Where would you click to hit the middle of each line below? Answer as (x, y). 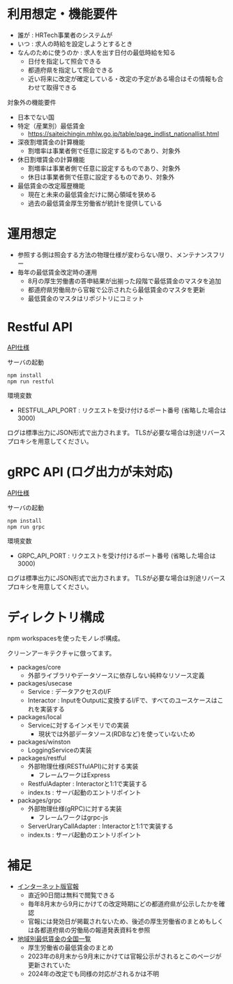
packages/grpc (39, 800)
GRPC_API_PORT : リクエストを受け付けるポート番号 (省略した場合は (116, 556)
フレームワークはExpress (74, 775)
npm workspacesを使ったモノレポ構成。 (66, 638)
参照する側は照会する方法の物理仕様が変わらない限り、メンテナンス (115, 254)
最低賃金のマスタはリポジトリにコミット (86, 298)
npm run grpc (26, 527)
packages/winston (44, 741)
